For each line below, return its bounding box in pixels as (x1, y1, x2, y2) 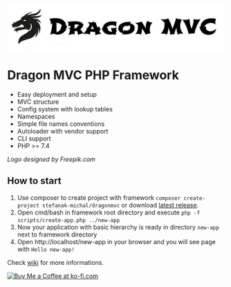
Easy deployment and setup (17, 91, 97, 99)
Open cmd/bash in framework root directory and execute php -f (17, 208, 201, 216)
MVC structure (17, 98, 59, 106)
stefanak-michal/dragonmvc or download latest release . (42, 201, 199, 209)
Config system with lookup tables (17, 105, 113, 113)
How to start (7, 175, 62, 187)
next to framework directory (17, 230, 98, 239)
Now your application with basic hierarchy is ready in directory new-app (17, 223, 219, 231)
